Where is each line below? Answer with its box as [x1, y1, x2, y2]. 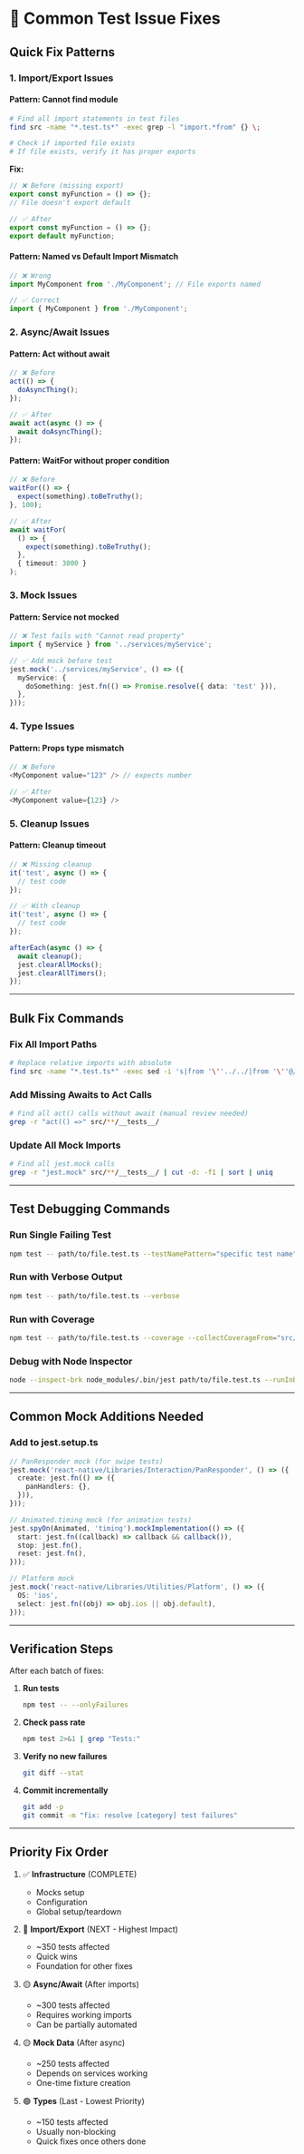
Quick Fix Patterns [9, 44, 116, 60]
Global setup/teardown [35, 1905, 122, 1917]
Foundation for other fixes [35, 1960, 133, 1972]
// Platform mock [9, 1574, 75, 1583]
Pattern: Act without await [9, 348, 110, 359]
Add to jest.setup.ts [9, 1436, 99, 1449]
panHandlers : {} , [25, 1483, 91, 1492]
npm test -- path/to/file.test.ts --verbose [9, 1291, 180, 1300]
